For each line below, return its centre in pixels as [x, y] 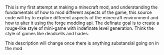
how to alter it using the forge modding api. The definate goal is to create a [82, 23]
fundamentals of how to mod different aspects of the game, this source [78, 12]
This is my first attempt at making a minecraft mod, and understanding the [81, 7]
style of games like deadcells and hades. [47, 33]
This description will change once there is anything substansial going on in [82, 43]
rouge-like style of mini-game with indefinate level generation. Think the [79, 28]
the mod [14, 48]
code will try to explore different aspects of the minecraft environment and [82, 18]
